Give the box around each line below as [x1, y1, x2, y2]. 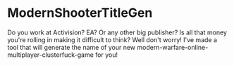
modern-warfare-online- [137, 43, 209, 51]
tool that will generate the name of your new [7, 43, 136, 51]
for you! [94, 51, 118, 59]
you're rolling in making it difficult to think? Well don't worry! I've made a [7, 35, 217, 44]
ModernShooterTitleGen [7, 5, 153, 21]
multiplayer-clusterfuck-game [7, 51, 94, 59]
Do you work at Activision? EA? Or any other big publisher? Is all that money [7, 28, 228, 37]
